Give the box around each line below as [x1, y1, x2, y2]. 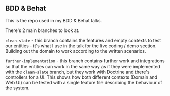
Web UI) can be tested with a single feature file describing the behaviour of [5, 79, 162, 85]
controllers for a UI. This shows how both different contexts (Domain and [5, 74, 157, 80]
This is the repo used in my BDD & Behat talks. [5, 17, 103, 23]
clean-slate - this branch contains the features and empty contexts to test [5, 37, 161, 43]
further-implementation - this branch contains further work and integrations [5, 58, 165, 64]
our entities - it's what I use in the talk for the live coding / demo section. [5, 43, 157, 49]
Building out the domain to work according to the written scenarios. [5, 48, 146, 54]
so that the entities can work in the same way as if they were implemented [5, 63, 161, 69]
